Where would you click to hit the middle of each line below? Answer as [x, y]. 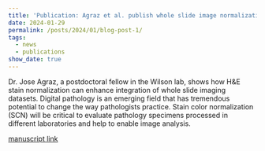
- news [26, 45]
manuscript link [33, 138]
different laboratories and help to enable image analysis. [99, 123]
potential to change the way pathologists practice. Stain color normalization [131, 106]
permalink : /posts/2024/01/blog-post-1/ [76, 30]
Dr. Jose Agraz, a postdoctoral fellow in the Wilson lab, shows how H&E [124, 81]
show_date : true [35, 60]
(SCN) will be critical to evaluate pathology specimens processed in [118, 115]
